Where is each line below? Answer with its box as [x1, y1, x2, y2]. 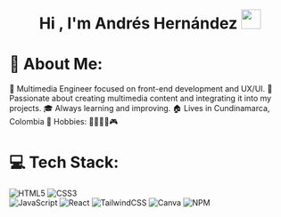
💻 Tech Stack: [9, 152, 120, 173]
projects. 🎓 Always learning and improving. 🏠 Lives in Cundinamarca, [9, 103, 270, 114]
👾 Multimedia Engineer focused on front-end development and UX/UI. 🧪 [9, 84, 273, 94]
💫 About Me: [9, 54, 103, 75]
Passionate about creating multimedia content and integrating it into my [9, 93, 272, 104]
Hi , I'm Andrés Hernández [38, 13, 238, 34]
